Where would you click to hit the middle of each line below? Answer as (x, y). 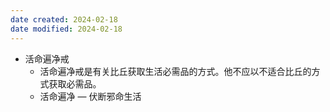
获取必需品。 (75, 83)
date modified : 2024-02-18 (66, 29)
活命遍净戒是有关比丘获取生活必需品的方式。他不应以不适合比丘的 (175, 71)
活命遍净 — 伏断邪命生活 (90, 96)
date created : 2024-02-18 (64, 19)
